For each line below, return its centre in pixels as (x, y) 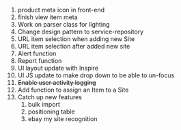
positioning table (51, 112)
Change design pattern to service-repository (81, 31)
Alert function (37, 53)
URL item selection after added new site (74, 46)
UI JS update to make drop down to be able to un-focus (96, 75)
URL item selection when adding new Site (76, 39)
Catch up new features (50, 97)
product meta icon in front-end (61, 10)
